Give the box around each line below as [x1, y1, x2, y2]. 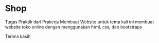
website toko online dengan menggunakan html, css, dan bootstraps [5, 24, 142, 29]
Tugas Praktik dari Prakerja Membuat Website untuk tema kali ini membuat [5, 19, 154, 25]
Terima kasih [5, 33, 31, 39]
